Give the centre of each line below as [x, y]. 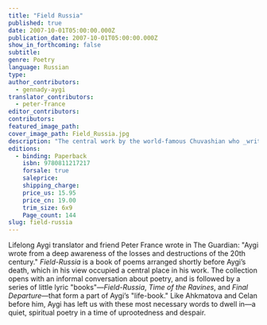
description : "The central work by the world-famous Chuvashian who [124, 141]
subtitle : [25, 52]
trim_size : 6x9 [48, 207]
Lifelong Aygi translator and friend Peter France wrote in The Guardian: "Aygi [133, 245]
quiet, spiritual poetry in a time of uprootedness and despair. [107, 313]
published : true [35, 23]
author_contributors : [44, 82]
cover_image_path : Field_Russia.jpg [69, 133]
